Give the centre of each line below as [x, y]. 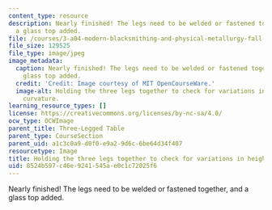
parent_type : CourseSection [56, 136]
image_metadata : [36, 61]
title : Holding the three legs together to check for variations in [126, 158]
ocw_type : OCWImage [41, 121]
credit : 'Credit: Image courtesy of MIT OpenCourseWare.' [116, 83]
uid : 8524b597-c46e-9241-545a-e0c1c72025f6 [83, 166]
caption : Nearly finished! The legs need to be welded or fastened [132, 69]
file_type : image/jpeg [47, 53]
